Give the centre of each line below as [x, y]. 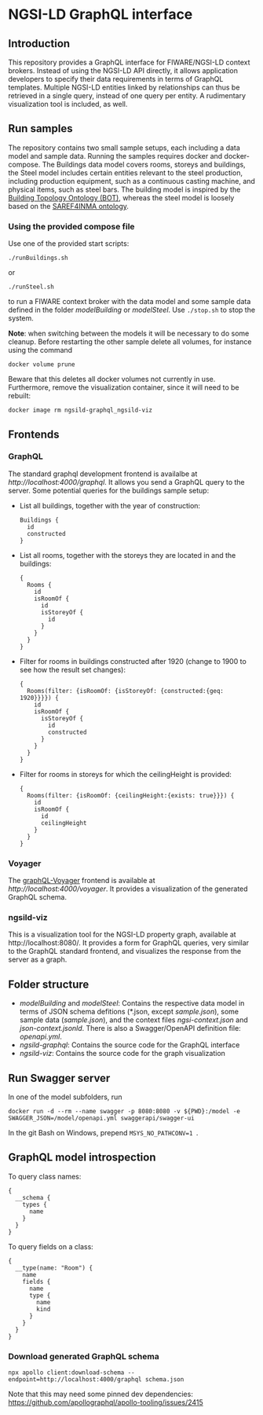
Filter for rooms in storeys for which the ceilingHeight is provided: [125, 774]
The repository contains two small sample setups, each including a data [124, 148]
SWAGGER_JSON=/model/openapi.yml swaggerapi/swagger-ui [101, 1118]
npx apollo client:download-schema [66, 1373]
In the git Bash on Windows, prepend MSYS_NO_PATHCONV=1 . [103, 1133]
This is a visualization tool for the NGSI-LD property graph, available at [122, 935]
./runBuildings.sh [38, 258]
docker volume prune [42, 365]
